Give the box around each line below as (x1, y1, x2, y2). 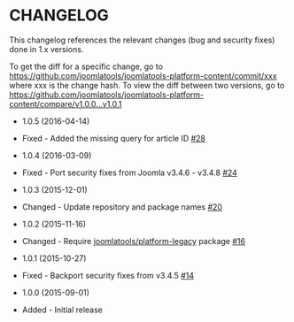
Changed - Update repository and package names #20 (21, 201, 223, 212)
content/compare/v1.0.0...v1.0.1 (9, 98, 122, 109)
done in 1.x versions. (9, 43, 84, 54)
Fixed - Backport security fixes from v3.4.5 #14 (21, 270, 195, 280)
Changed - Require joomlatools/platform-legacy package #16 (21, 235, 246, 246)
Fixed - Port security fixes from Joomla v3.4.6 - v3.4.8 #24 (21, 167, 237, 178)
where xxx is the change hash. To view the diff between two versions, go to (9, 80, 285, 90)
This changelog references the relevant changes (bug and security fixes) (9, 34, 275, 45)
